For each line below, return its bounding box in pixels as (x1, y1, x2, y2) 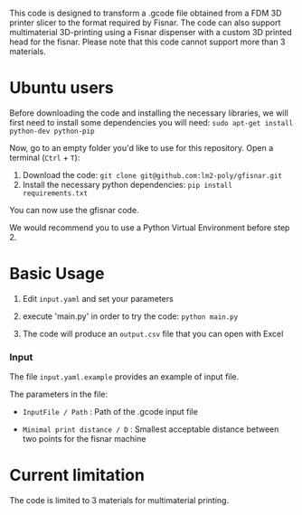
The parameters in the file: (9, 389, 109, 400)
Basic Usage (9, 264, 105, 284)
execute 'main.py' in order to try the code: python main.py (22, 311, 239, 322)
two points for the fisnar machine (22, 434, 146, 445)
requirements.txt (22, 189, 89, 198)
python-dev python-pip (9, 126, 95, 136)
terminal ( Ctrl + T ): (9, 152, 80, 163)
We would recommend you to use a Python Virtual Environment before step (9, 221, 290, 233)
